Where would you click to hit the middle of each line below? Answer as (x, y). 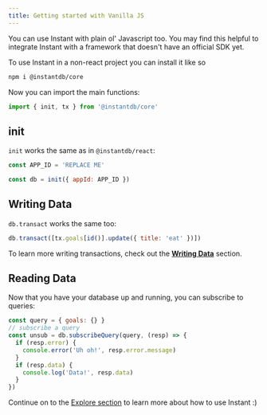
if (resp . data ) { (44, 365)
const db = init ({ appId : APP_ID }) (69, 180)
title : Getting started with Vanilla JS (77, 16)
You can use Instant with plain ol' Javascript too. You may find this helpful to (133, 38)
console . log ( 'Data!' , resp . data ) (78, 372)
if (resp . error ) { (46, 343)
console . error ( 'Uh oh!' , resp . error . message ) (100, 350)
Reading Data (43, 278)
